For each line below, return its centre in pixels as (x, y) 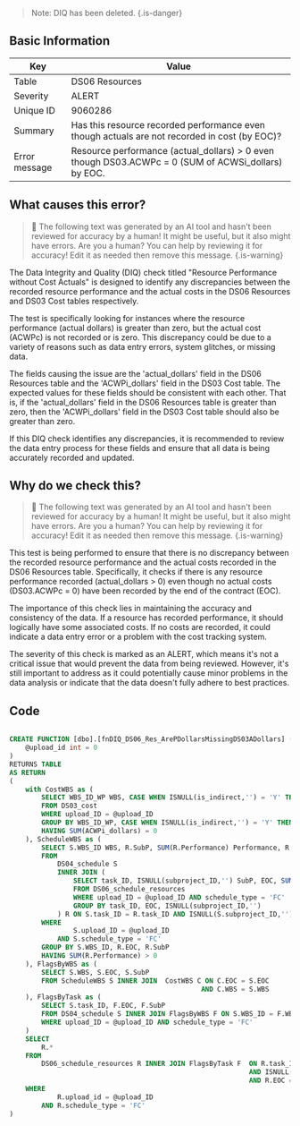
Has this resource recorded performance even (168, 124)
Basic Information (60, 41)
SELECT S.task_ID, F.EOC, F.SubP (104, 1006)
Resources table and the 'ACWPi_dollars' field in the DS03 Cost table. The (145, 383)
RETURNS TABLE (36, 764)
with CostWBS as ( (59, 789)
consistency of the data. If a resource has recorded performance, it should (146, 618)
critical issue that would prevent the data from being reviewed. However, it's (149, 664)
